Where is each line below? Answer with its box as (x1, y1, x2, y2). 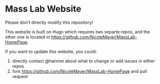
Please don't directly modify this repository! (5, 19, 93, 25)
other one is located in (5, 34, 50, 40)
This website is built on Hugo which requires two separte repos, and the (5, 29, 150, 34)
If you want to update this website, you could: (5, 49, 97, 54)
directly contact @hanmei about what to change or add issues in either (12, 58, 155, 64)
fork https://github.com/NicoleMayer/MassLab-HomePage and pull (12, 68, 147, 74)
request (12, 73, 28, 79)
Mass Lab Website (5, 3, 82, 15)
